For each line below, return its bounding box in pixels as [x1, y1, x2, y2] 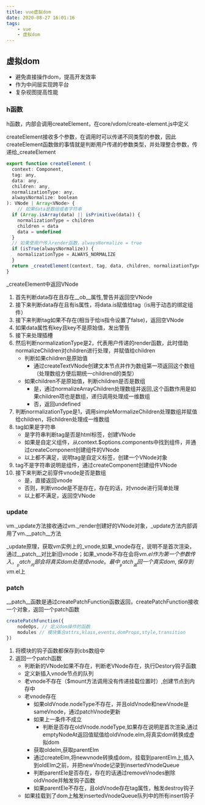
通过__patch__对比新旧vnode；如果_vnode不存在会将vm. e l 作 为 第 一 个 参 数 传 [6, 550, 196, 558]
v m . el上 [6, 568, 26, 575]
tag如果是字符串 [15, 423, 56, 431]
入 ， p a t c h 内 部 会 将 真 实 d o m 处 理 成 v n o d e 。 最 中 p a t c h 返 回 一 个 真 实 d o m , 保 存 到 [6, 558, 194, 568]
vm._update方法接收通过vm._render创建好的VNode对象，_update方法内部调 [6, 522, 198, 530]
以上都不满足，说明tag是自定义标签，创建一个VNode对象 [24, 453, 168, 461]
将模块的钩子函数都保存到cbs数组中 [15, 647, 105, 654]
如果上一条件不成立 [33, 715, 82, 723]
